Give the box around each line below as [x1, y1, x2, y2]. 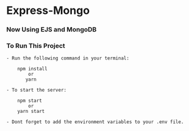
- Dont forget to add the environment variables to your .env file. [6, 119, 184, 125]
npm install [17, 66, 48, 72]
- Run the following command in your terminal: [6, 55, 130, 61]
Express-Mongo [6, 4, 90, 18]
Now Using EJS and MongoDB [6, 25, 97, 34]
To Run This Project [6, 42, 65, 50]
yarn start [17, 109, 45, 115]
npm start [17, 98, 43, 104]
